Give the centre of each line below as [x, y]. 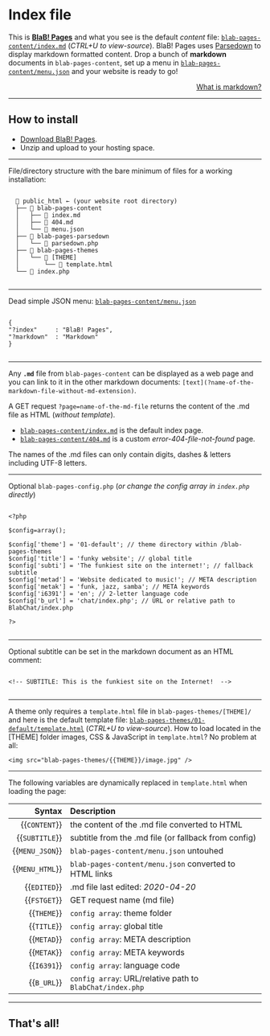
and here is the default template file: [68, 719]
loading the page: [37, 791]
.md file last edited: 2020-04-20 [133, 886]
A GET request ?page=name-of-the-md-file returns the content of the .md [129, 406]
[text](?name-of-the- [218, 382]
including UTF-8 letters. [48, 462]
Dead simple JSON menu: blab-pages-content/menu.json [102, 301]
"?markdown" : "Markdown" [53, 337]
